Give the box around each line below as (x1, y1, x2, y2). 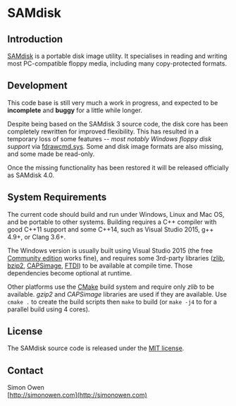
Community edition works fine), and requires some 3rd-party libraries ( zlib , (7, 253, 225, 262)
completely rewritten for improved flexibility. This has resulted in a (7, 127, 199, 136)
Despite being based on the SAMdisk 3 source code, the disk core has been (7, 119, 228, 128)
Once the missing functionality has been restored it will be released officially (7, 163, 229, 172)
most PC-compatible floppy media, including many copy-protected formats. (7, 59, 228, 68)
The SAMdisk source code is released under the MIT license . (7, 344, 185, 352)
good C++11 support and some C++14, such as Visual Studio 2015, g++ (7, 225, 214, 234)
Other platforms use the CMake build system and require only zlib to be (7, 282, 215, 291)
